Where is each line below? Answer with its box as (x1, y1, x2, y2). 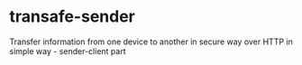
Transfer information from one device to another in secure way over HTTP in (9, 36, 293, 47)
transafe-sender (9, 6, 135, 27)
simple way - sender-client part (9, 45, 126, 56)
